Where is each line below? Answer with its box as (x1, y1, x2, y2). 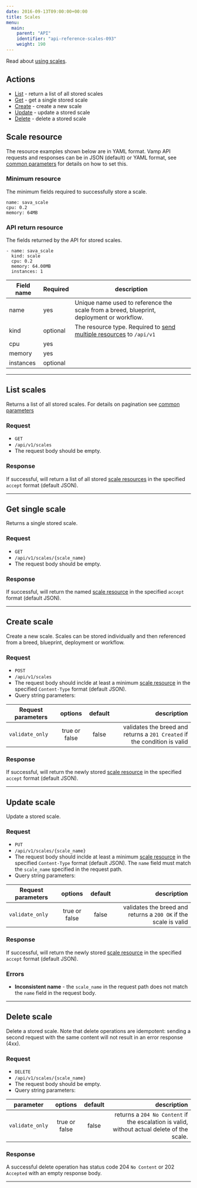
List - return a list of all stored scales (14, 90, 103, 97)
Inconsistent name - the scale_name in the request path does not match (14, 983, 188, 990)
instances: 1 (11, 268, 43, 275)
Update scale (6, 797, 56, 807)
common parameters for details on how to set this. (6, 160, 128, 167)
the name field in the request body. (14, 990, 97, 997)
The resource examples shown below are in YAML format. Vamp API (6, 147, 171, 154)
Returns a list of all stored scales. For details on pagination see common (6, 401, 180, 408)
